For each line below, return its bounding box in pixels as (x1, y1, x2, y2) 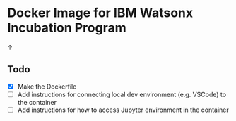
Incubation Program (7, 20, 127, 36)
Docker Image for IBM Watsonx (7, 5, 193, 21)
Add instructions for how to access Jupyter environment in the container (17, 106, 230, 114)
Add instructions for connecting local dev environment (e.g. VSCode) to (17, 90, 227, 98)
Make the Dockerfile (17, 82, 77, 91)
